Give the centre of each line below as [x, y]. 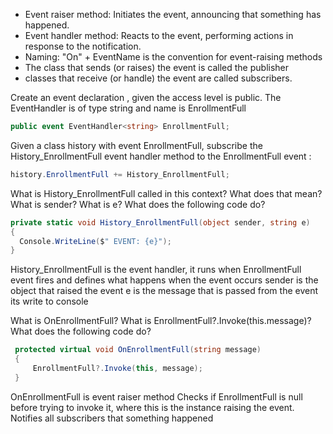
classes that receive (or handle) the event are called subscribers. [158, 78]
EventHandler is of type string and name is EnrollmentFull [128, 108]
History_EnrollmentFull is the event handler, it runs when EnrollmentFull [156, 270]
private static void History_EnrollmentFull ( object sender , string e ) [160, 222]
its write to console [49, 301]
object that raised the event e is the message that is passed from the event [164, 291]
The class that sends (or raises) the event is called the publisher [157, 67]
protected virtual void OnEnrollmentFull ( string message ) [138, 350]
